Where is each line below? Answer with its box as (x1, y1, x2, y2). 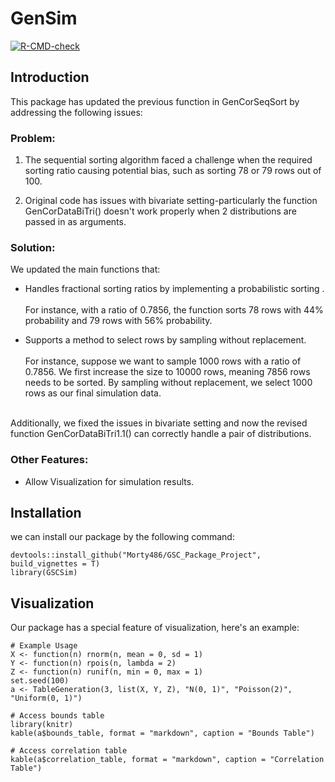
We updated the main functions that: (10, 263, 161, 276)
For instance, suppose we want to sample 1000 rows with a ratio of (24, 355, 302, 367)
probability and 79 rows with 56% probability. (24, 315, 213, 327)
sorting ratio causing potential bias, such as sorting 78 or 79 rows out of (24, 165, 322, 177)
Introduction (10, 69, 90, 86)
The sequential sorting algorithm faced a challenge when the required (24, 154, 313, 166)
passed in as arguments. (24, 216, 127, 228)
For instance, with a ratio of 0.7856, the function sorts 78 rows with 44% (24, 304, 324, 316)
